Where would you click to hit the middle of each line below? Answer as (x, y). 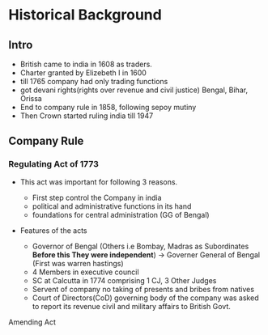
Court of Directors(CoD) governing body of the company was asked (145, 298)
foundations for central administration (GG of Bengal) (121, 214)
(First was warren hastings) (78, 263)
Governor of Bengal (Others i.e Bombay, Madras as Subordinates (140, 246)
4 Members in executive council (85, 272)
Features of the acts (53, 230)
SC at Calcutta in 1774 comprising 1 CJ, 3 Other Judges (124, 280)
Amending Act (32, 322)
